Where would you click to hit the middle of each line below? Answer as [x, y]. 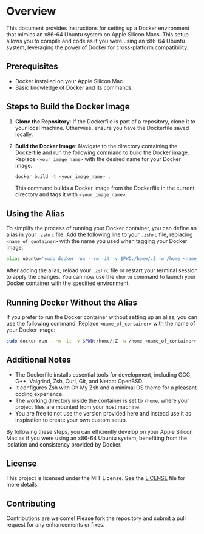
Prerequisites [32, 67]
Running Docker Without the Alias [72, 302]
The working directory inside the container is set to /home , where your [102, 400]
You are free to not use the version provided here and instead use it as [103, 413]
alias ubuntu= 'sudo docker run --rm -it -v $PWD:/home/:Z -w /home [93, 259]
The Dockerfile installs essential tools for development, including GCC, [104, 374]
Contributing [31, 503]
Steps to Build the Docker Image [68, 107]
